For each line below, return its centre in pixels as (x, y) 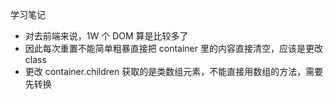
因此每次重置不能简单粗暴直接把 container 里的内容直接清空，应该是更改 (173, 48)
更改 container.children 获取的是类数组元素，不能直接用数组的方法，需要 (174, 71)
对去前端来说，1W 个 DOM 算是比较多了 (106, 36)
